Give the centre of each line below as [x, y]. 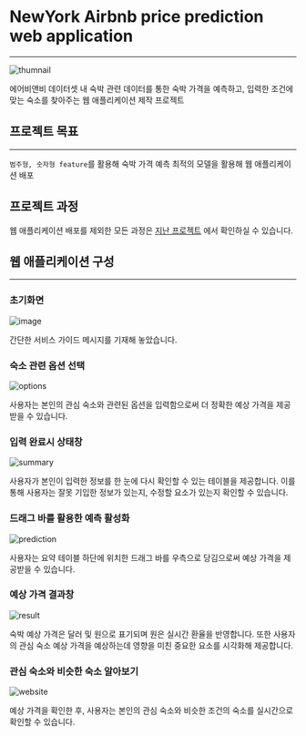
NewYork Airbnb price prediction [137, 17]
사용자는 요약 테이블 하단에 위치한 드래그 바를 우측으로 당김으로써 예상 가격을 [146, 557]
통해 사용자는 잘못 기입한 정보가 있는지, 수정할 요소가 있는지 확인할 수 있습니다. [149, 493]
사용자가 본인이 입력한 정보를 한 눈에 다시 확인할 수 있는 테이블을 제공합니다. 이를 [153, 481]
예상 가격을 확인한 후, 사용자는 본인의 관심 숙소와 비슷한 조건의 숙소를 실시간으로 [152, 710]
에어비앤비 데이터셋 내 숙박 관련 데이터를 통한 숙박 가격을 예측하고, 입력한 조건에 [152, 88]
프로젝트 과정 [44, 207]
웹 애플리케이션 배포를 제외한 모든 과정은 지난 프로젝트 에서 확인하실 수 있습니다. [152, 230]
